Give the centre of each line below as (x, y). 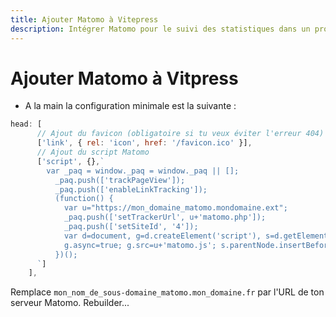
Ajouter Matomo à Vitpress (124, 78)
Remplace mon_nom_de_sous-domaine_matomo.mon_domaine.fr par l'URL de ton (167, 292)
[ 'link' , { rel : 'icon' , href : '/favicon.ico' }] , (144, 143)
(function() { (84, 199)
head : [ (26, 124)
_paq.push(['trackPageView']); (120, 180)
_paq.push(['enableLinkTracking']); (131, 189)
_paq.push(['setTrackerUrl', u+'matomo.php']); (165, 217)
